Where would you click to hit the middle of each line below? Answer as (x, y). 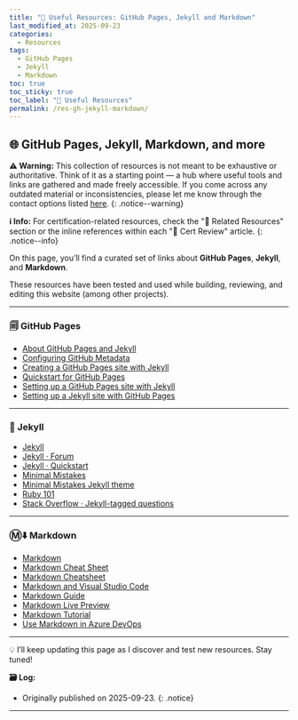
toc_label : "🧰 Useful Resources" (71, 100)
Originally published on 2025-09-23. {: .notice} (108, 698)
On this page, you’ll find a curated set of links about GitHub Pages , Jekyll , (145, 258)
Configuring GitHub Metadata (76, 358)
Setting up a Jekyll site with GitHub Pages (98, 396)
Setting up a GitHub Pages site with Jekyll (98, 387)
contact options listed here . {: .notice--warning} (97, 204)
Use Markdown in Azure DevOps (82, 624)
